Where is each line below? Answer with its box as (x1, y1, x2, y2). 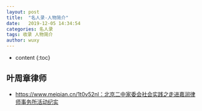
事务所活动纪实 (20, 98, 59, 106)
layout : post (6, 9, 40, 15)
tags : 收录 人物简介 (6, 32, 53, 38)
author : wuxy (6, 37, 40, 43)
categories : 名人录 (6, 26, 53, 32)
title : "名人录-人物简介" (6, 15, 69, 21)
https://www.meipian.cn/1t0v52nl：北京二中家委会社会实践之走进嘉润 (15, 90, 190, 98)
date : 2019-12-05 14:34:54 (6, 20, 81, 26)
